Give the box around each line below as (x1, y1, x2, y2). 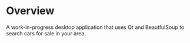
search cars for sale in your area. (6, 29, 86, 37)
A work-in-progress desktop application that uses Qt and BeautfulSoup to (6, 24, 185, 31)
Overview (6, 4, 55, 18)
